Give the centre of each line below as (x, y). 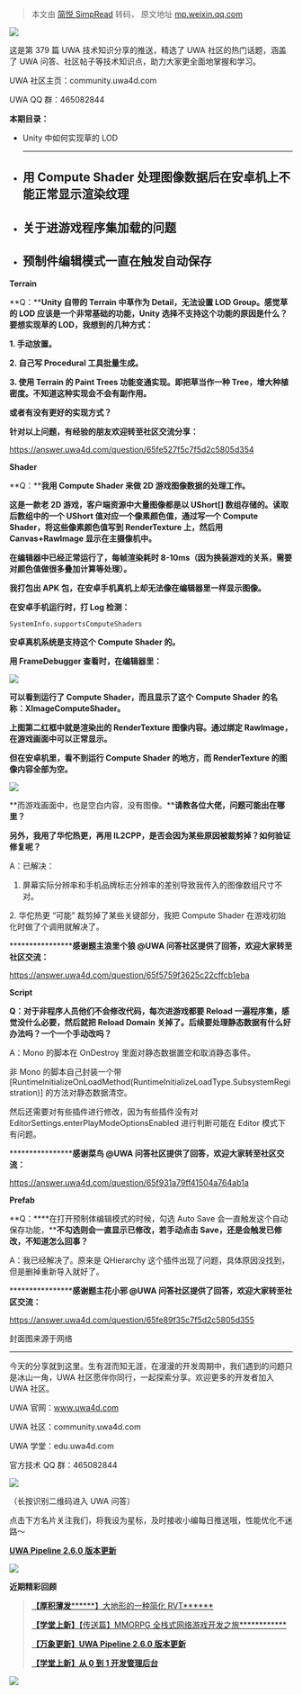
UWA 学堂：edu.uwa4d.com (62, 1446)
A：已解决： (32, 866)
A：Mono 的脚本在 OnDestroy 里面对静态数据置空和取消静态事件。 (133, 1052)
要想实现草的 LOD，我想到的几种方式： (81, 324)
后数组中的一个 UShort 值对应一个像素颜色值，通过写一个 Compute (134, 516)
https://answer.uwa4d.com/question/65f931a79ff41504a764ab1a (129, 1182)
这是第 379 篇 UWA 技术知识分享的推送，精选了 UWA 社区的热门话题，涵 (144, 50)
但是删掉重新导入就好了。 (57, 1271)
